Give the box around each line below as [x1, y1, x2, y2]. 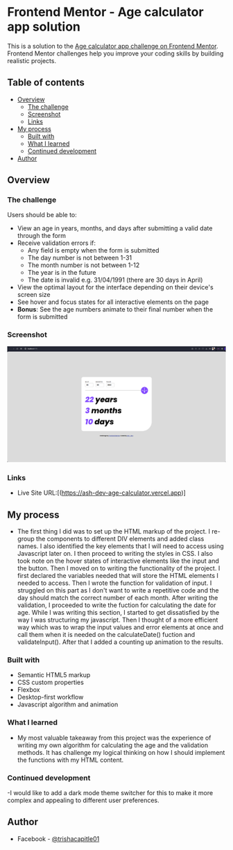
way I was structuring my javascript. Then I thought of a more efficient [17, 615, 218, 624]
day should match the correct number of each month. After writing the [17, 594, 218, 602]
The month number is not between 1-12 [27, 261, 140, 269]
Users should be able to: [7, 211, 78, 219]
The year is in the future [27, 269, 96, 277]
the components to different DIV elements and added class [35, 535, 205, 543]
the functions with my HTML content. [17, 756, 124, 764]
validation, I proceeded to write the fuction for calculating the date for [17, 601, 216, 609]
